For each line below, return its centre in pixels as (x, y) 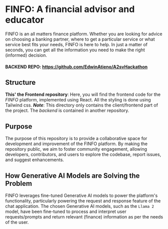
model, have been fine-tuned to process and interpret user (66, 211)
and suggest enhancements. (35, 160)
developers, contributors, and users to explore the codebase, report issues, (83, 155)
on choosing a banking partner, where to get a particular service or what (80, 39)
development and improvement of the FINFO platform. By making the (76, 144)
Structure (21, 82)
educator (25, 20)
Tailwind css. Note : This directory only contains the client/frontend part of (82, 105)
